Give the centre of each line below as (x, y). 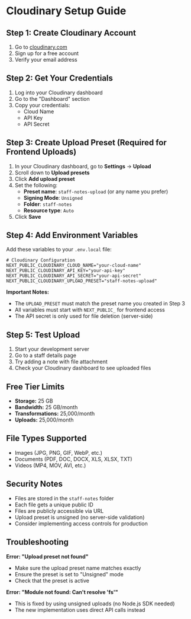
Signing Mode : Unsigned (53, 197)
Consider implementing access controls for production (81, 524)
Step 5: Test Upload (43, 335)
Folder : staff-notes (48, 204)
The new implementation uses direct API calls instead (80, 610)
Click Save (28, 216)
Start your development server (52, 349)
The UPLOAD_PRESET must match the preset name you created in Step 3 (100, 304)
